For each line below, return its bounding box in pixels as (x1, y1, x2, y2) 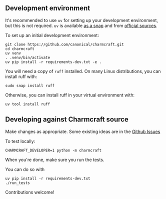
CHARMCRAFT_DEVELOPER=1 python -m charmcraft (5, 147, 101, 153)
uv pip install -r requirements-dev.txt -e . (5, 59, 101, 64)
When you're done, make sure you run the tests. (5, 156, 104, 162)
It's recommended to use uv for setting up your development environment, (5, 17, 158, 23)
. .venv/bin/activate (5, 55, 50, 60)
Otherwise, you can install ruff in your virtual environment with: (5, 92, 135, 98)
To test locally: (5, 138, 35, 144)
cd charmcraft (5, 46, 35, 51)
